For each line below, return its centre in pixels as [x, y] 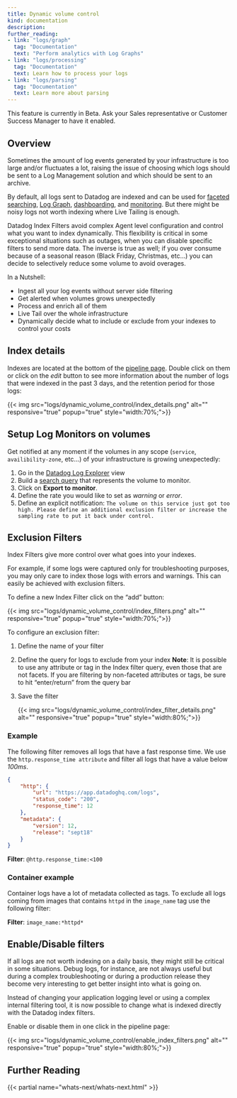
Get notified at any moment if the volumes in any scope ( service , [102, 451]
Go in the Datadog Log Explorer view [71, 472]
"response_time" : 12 [63, 806]
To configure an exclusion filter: [53, 632]
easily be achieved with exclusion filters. [66, 584]
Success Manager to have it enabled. [62, 121]
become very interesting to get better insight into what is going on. [104, 984]
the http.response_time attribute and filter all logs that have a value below [118, 759]
